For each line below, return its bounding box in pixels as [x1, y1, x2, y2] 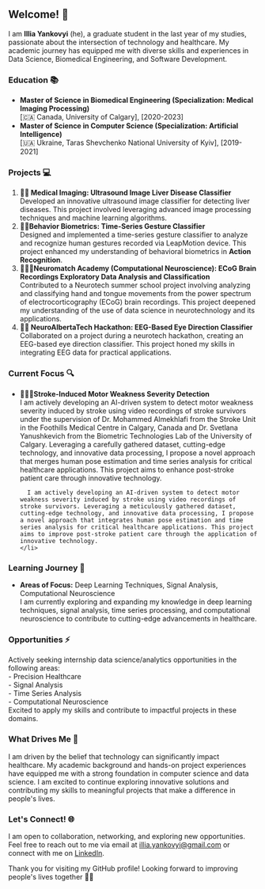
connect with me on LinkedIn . [8, 848, 104, 857]
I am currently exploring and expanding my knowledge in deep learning [19, 597, 252, 606]
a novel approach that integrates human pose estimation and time [19, 516, 244, 524]
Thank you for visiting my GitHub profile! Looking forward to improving [8, 864, 239, 873]
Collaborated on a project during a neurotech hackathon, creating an [19, 331, 244, 340]
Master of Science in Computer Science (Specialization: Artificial [19, 121, 239, 131]
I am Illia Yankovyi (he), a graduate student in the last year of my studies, [8, 28, 247, 38]
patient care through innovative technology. [19, 473, 162, 483]
